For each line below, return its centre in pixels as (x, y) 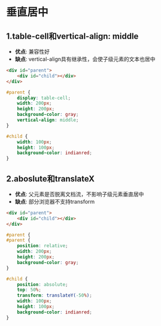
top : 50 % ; (29, 290)
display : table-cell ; (44, 98)
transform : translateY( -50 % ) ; (55, 296)
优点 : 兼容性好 (32, 52)
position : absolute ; (42, 284)
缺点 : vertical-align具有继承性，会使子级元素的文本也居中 (85, 59)
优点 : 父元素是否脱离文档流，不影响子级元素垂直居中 (79, 194)
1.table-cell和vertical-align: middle (72, 36)
